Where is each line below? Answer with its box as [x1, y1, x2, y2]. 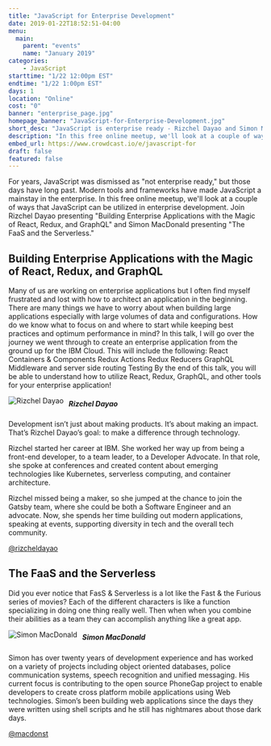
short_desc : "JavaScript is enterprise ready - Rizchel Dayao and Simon [8, 124, 258, 133]
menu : [8, 27, 27, 35]
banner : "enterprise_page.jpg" [8, 110, 114, 118]
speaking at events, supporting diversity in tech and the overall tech [8, 519, 234, 529]
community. [8, 528, 48, 537]
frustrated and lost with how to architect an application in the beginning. [8, 294, 248, 304]
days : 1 [8, 86, 35, 95]
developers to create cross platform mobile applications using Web [8, 687, 231, 697]
